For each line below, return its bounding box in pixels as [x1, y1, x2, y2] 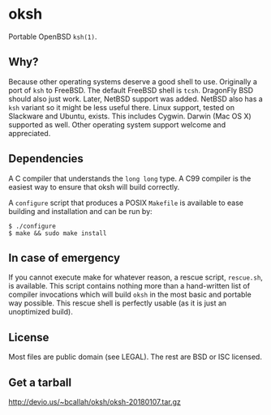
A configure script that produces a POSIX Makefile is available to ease [8, 198, 243, 207]
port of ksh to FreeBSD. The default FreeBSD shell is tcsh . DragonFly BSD [8, 85, 254, 95]
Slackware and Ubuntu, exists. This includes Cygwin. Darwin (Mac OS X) [8, 111, 252, 121]
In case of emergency [8, 250, 120, 264]
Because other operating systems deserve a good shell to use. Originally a [8, 76, 257, 86]
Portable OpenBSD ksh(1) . [8, 32, 97, 41]
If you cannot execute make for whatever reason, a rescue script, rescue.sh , [8, 272, 264, 282]
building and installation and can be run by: [8, 206, 153, 216]
